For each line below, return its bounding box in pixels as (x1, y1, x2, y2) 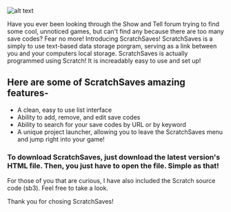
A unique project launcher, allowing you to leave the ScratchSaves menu (17, 128, 223, 136)
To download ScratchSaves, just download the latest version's (7, 152, 221, 162)
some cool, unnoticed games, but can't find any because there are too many (7, 28, 224, 35)
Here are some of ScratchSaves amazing (7, 77, 186, 88)
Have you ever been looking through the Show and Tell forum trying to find (7, 20, 219, 28)
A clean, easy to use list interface (17, 106, 112, 114)
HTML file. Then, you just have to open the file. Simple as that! (7, 161, 219, 171)
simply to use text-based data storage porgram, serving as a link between (7, 42, 217, 50)
